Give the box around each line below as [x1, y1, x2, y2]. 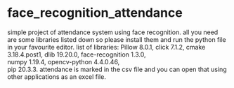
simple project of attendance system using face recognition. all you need [7, 28, 219, 36]
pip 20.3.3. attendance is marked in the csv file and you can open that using [7, 65, 227, 73]
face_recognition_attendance [7, 5, 183, 21]
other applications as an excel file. [7, 72, 107, 81]
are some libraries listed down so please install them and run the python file [7, 35, 226, 43]
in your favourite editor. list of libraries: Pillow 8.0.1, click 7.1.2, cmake [7, 43, 206, 51]
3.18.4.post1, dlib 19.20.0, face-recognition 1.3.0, [7, 50, 146, 59]
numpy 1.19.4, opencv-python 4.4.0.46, [7, 57, 120, 66]
